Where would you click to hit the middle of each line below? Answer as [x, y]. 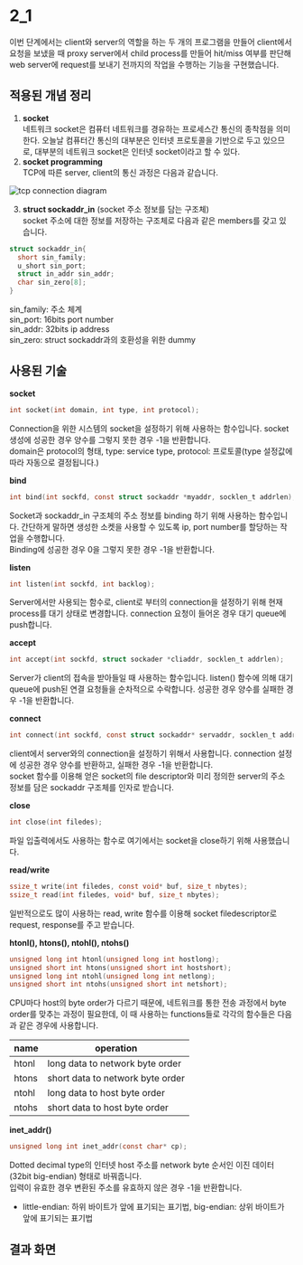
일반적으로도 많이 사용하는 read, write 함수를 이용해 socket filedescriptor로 [143, 913]
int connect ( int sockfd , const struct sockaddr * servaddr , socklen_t [143, 735]
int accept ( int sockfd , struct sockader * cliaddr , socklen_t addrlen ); [147, 660]
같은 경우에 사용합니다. [59, 1025]
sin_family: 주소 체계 [46, 309]
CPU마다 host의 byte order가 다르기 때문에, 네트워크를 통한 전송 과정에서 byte [148, 1003]
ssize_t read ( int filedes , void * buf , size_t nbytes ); [115, 895]
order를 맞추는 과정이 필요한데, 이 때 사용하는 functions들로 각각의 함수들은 [142, 1015]
